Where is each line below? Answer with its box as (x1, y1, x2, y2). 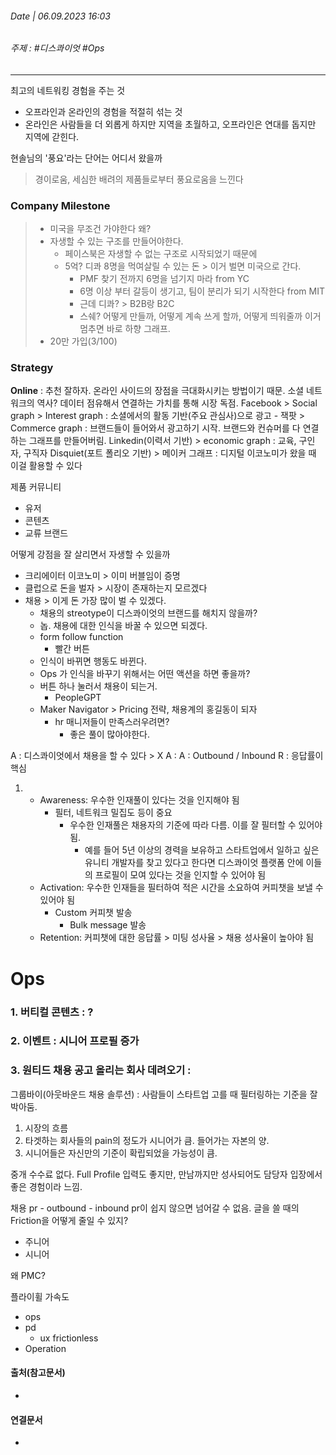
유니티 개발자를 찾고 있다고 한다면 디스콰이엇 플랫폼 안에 (84, 857, 304, 869)
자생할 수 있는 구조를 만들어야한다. (49, 235, 184, 247)
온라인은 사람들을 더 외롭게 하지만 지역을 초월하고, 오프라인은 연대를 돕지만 (24, 118, 317, 130)
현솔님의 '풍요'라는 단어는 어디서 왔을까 (10, 152, 163, 164)
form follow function (39, 631, 124, 643)
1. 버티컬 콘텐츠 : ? (10, 1005, 94, 1019)
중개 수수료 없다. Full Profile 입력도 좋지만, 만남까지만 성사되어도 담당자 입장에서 (10, 1168, 323, 1180)
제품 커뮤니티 (10, 481, 62, 493)
